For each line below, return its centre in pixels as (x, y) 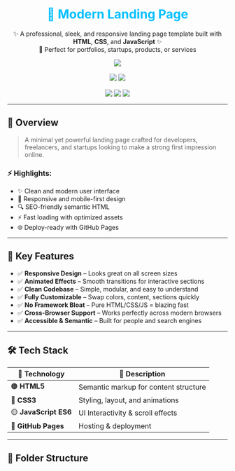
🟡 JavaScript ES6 (41, 411)
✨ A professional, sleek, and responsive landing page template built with (117, 34)
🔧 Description (142, 374)
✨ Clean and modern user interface (69, 191)
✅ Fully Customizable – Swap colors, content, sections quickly (108, 296)
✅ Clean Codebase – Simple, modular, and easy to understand (108, 289)
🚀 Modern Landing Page (117, 14)
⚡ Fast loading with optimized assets (70, 217)
